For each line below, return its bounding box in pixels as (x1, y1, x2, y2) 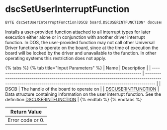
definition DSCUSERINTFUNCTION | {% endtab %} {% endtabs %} (5, 96, 142, 102)
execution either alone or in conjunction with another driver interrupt (5, 34, 145, 40)
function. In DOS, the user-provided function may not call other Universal (5, 39, 155, 45)
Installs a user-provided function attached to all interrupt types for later (5, 29, 151, 35)
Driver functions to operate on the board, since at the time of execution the (5, 45, 159, 51)
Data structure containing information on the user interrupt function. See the (5, 91, 162, 97)
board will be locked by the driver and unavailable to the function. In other (5, 50, 157, 56)
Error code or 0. (7, 117, 45, 124)
